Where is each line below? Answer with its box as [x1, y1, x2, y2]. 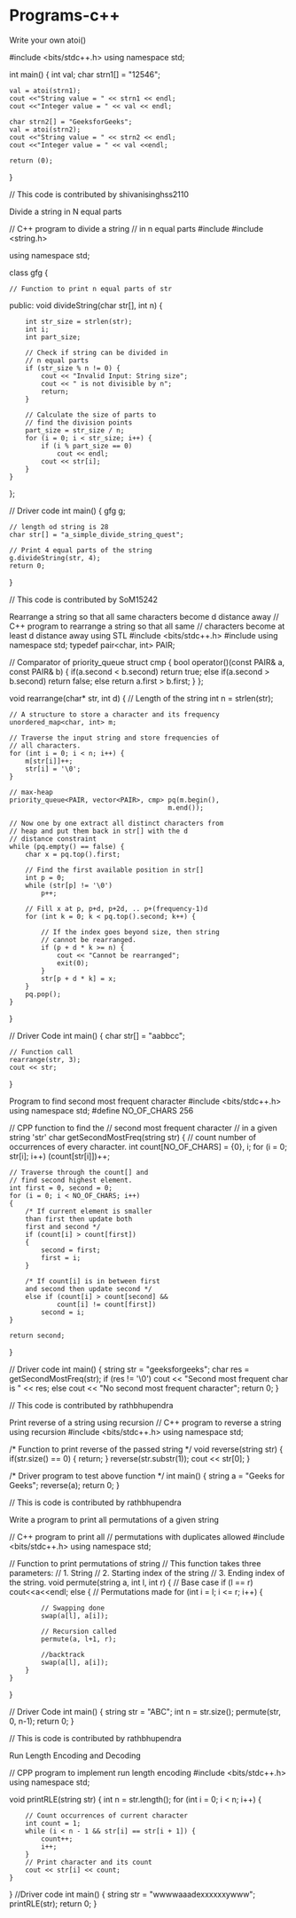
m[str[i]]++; [25, 757, 74, 765]
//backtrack [41, 1650, 86, 1659]
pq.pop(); [25, 989, 62, 999]
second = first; [41, 1245, 101, 1255]
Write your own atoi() [9, 35, 87, 45]
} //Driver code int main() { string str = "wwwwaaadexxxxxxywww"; [9, 1889, 256, 1899]
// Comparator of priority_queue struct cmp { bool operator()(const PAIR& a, [9, 656, 285, 667]
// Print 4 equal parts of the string [9, 545, 152, 555]
